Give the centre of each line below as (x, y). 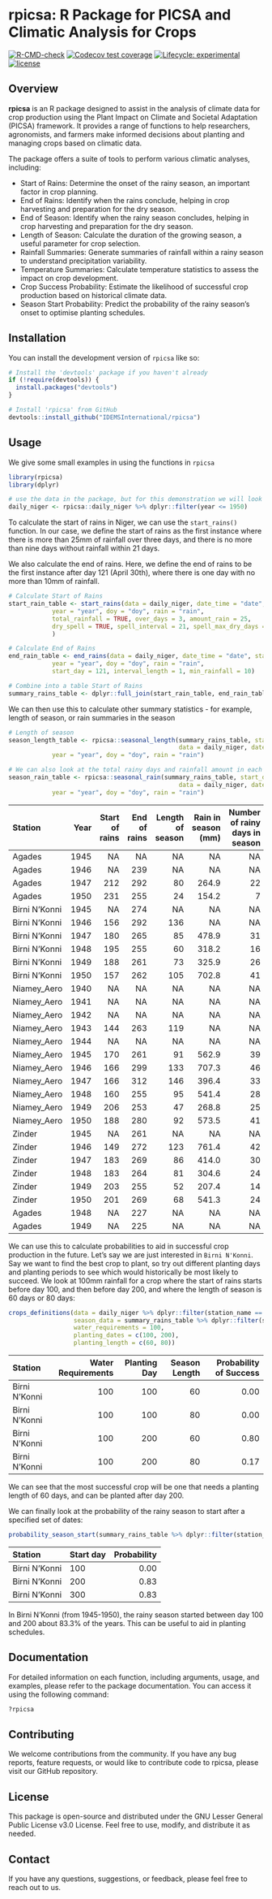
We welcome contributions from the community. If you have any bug (123, 1754)
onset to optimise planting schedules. (83, 312)
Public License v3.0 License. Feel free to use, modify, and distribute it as (130, 1825)
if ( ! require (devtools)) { (54, 380)
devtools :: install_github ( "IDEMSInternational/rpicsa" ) (104, 417)
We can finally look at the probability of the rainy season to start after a (127, 1511)
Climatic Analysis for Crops (102, 32)
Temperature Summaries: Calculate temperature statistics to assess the (139, 269)
